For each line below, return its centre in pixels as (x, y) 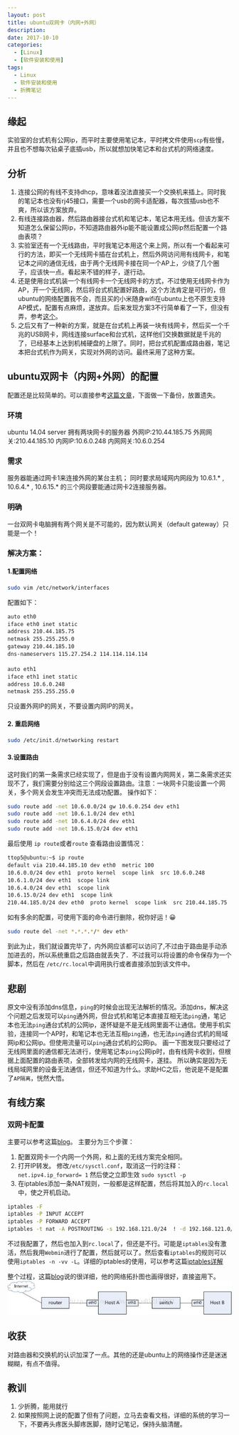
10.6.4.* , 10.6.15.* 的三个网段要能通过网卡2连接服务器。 (89, 487)
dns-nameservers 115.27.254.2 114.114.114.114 (78, 655)
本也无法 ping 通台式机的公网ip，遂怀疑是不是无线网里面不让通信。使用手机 (116, 1024)
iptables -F (25, 1207)
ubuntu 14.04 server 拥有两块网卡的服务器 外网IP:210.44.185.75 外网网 (110, 432)
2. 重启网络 (24, 724)
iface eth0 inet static (43, 624)
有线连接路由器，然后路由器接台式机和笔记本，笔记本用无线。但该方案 (121, 218)
